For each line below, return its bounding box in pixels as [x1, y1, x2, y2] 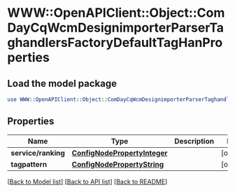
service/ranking [10, 148, 65, 158]
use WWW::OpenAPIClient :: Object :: [7, 96, 108, 103]
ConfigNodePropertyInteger [71, 148, 168, 158]
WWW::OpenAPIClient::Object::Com [7, 5, 225, 21]
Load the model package [7, 77, 117, 89]
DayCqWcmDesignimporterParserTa [7, 20, 225, 36]
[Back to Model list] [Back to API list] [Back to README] [7, 177, 168, 186]
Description [174, 136, 215, 146]
